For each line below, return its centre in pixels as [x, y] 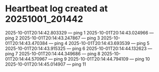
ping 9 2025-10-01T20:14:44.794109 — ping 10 [102, 59]
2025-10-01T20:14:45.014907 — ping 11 [46, 64]
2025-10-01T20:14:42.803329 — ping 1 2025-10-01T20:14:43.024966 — [79, 33]
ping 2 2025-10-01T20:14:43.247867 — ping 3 [53, 38]
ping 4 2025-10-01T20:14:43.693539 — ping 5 [102, 43]
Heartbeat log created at [56, 9]
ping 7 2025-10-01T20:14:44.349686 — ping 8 [53, 54]
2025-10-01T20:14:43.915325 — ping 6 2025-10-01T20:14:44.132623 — [79, 48]
